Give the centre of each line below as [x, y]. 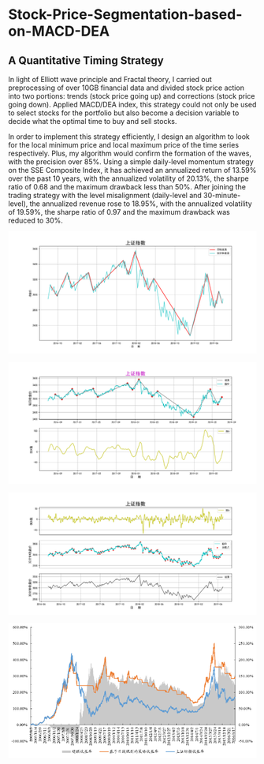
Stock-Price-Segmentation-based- [125, 15]
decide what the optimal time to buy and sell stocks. [93, 121]
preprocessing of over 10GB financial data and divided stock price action [126, 88]
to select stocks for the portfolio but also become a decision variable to [124, 113]
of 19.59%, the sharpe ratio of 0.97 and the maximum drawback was [119, 212]
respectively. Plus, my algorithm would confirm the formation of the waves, [130, 153]
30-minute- [222, 195]
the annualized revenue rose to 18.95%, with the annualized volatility [141, 204]
